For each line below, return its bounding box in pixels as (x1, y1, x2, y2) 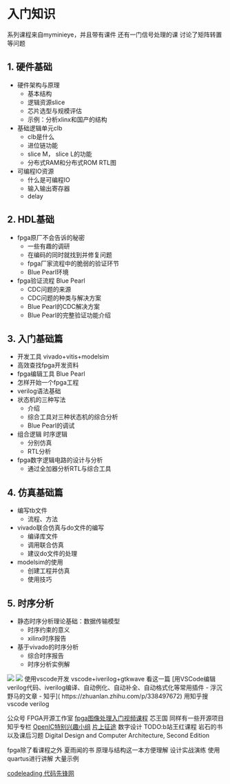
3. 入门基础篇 (7, 332, 63, 345)
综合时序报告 (27, 652, 64, 659)
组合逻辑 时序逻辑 (17, 430, 67, 439)
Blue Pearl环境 (27, 268, 69, 276)
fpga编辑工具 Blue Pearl (17, 370, 85, 378)
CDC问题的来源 (27, 285, 72, 293)
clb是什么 (27, 132, 55, 141)
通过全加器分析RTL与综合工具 (27, 465, 112, 473)
